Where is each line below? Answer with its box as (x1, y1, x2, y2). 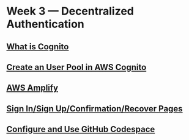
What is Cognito (6, 41, 69, 52)
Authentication (6, 17, 84, 31)
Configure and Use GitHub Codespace (6, 124, 155, 135)
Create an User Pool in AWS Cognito (6, 62, 147, 72)
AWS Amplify (6, 83, 59, 93)
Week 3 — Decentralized (6, 4, 135, 18)
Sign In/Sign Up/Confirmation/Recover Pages (6, 103, 183, 114)
